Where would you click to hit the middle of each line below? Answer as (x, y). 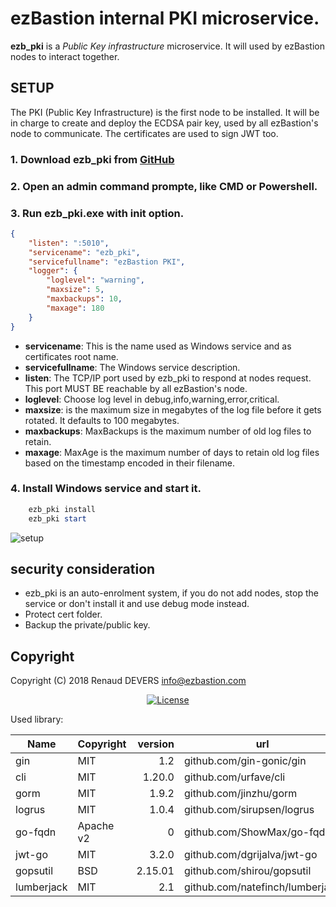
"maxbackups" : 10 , (84, 299)
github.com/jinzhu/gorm (240, 794)
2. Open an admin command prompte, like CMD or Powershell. (164, 186)
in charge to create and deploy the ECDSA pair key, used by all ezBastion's (164, 123)
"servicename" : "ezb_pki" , (84, 252)
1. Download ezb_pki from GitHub (92, 159)
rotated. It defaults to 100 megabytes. (102, 420)
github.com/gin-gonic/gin (245, 761)
